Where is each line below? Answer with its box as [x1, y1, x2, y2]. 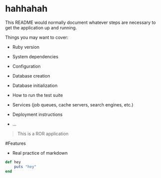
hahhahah [5, 3, 48, 14]
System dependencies [12, 53, 59, 60]
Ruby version [12, 44, 40, 50]
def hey [5, 160, 21, 165]
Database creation [12, 73, 51, 79]
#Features [5, 140, 26, 146]
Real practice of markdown [12, 150, 68, 156]
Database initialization [12, 83, 58, 89]
